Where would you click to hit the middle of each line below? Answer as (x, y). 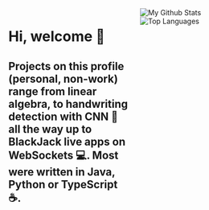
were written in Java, (62, 172)
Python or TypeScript (63, 184)
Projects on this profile (66, 66)
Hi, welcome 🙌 (57, 37)
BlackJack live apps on (67, 141)
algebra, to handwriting (68, 104)
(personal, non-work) (63, 78)
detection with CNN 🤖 (64, 116)
